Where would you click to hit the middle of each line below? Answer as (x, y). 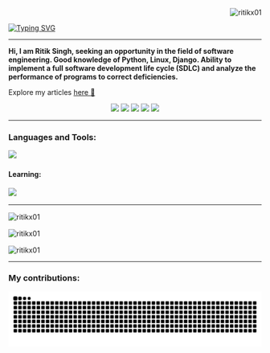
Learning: (25, 174)
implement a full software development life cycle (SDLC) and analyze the (132, 68)
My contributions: (44, 278)
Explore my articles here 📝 (52, 92)
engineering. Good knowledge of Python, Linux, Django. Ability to (120, 60)
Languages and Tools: (52, 137)
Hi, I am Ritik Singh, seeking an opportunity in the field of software (121, 51)
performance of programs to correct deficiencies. (93, 77)
